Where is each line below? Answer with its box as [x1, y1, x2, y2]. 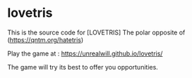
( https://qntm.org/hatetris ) [7, 35, 84, 44]
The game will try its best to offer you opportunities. [7, 63, 159, 71]
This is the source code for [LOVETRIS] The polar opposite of [7, 28, 186, 37]
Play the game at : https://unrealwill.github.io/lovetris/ [7, 49, 163, 58]
